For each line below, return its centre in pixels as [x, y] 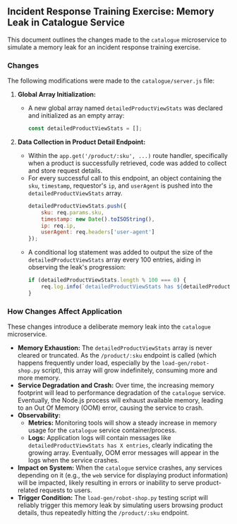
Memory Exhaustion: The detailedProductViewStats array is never [115, 348]
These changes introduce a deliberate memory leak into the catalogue [109, 327]
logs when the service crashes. [74, 461]
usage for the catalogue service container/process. [102, 430]
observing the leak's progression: [77, 267]
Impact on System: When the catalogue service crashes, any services [120, 468]
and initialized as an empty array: [76, 116]
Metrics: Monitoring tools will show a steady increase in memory [122, 423]
